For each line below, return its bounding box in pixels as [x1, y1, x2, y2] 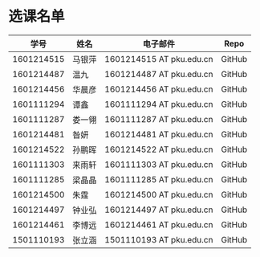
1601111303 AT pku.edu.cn [104, 158, 213, 169]
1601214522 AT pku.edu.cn [104, 144, 213, 155]
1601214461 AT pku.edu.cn [104, 218, 213, 230]
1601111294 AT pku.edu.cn [104, 98, 213, 109]
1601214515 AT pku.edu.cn [104, 53, 213, 64]
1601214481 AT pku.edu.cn [104, 128, 213, 140]
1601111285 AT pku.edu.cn [104, 173, 213, 185]
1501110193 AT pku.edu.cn [104, 234, 213, 245]
